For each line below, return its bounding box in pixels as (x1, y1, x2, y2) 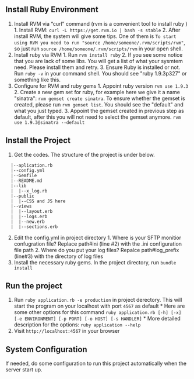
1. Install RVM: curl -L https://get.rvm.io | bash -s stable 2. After (13, 26, 181, 33)
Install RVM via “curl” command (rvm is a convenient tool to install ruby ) (13, 20, 188, 27)
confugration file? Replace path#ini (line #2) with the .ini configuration (13, 240, 182, 247)
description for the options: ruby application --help (13, 321, 141, 328)
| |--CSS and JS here (10, 198, 66, 204)
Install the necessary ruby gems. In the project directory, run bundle (13, 259, 177, 266)
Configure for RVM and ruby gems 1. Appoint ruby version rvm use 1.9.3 (13, 82, 189, 89)
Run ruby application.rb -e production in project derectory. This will (13, 297, 182, 304)
